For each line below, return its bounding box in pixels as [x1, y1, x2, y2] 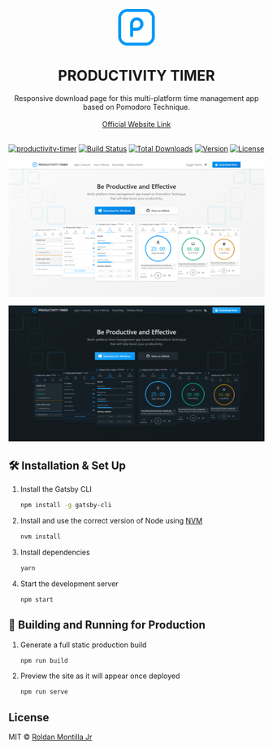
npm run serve [19, 688, 68, 696]
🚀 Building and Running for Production [8, 618, 206, 632]
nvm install [19, 532, 61, 541]
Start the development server [19, 579, 119, 589]
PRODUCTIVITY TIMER [58, 67, 215, 85]
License [8, 710, 50, 725]
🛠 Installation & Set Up [8, 458, 126, 472]
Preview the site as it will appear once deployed [19, 671, 180, 681]
